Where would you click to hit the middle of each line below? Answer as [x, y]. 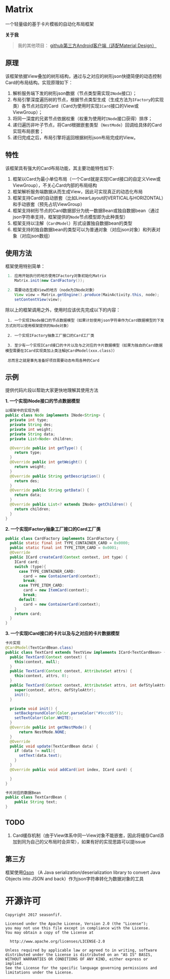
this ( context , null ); [37, 662]
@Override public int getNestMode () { [51, 728]
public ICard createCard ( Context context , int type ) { [69, 558]
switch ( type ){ [30, 567]
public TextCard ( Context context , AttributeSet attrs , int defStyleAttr [88, 686]
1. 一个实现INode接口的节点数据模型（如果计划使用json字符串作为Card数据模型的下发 [86, 320]
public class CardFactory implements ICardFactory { [62, 538]
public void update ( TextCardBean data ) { [54, 746]
